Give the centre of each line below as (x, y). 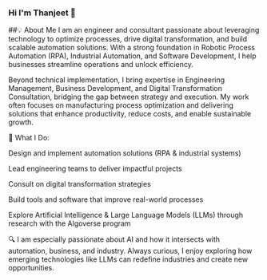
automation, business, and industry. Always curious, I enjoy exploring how (130, 251)
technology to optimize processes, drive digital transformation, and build (128, 39)
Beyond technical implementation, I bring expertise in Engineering (117, 80)
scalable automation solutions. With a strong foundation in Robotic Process (132, 48)
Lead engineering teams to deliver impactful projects (95, 169)
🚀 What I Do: (29, 138)
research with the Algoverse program (70, 223)
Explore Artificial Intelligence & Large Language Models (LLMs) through (126, 215)
